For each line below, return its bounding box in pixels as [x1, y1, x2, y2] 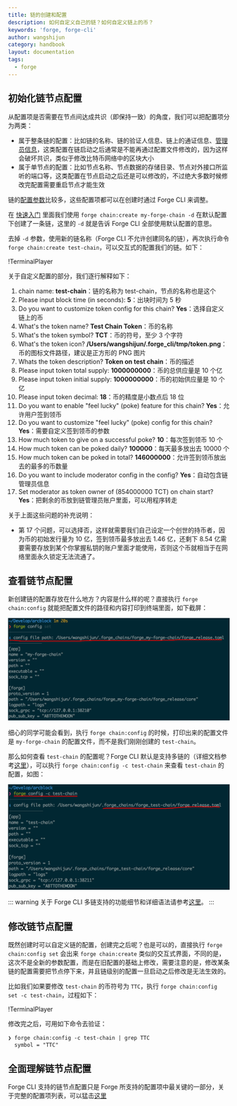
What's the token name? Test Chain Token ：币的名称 [18, 322, 173, 330]
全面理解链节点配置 [8, 1062, 91, 1074]
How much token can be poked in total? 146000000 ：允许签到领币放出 [18, 452, 226, 462]
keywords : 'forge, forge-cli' [8, 26, 97, 33]
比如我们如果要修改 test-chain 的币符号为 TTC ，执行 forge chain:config [8, 982, 217, 991]
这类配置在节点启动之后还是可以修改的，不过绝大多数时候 [55, 172, 222, 180]
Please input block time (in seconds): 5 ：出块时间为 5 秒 [18, 295, 181, 303]
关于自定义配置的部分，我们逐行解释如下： [8, 272, 132, 280]
